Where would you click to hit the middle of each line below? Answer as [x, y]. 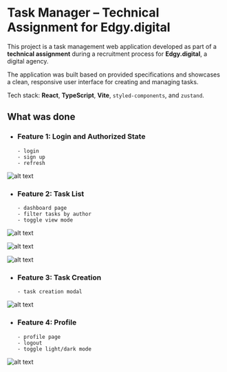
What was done [41, 117]
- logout [30, 343]
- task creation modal [50, 292]
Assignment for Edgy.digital [89, 27]
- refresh [31, 163]
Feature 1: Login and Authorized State [81, 137]
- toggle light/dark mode [54, 349]
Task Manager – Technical [83, 13]
